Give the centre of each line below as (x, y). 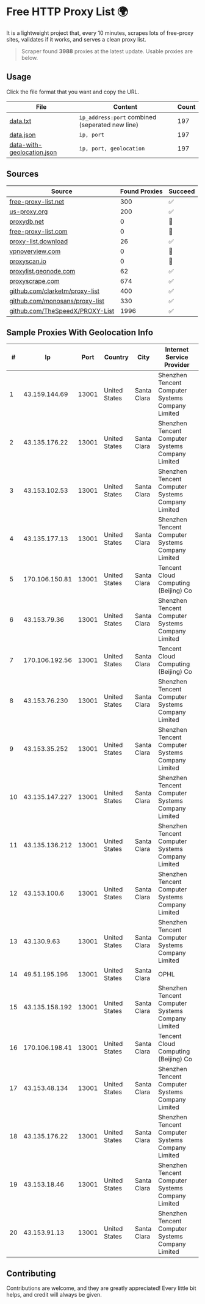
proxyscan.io (28, 261)
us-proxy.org (29, 212)
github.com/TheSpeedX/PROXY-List (62, 311)
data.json (23, 134)
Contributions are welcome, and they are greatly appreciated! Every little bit (101, 1288)
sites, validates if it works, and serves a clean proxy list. (76, 39)
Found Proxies (141, 191)
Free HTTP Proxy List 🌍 (67, 12)
